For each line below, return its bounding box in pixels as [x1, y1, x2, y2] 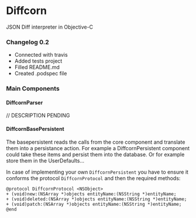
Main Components [6, 85, 60, 93]
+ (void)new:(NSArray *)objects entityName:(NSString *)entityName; [6, 191, 177, 197]
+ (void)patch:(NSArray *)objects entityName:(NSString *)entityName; [6, 201, 182, 207]
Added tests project [14, 57, 63, 65]
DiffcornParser [6, 99, 43, 106]
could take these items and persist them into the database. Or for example [6, 151, 185, 158]
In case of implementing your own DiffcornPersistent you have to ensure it [6, 168, 189, 175]
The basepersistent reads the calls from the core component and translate [6, 139, 185, 146]
